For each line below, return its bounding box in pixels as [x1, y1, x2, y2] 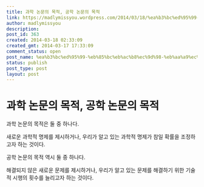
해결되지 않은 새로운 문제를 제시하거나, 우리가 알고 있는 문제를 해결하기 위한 [6, 166, 185, 174]
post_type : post [6, 65, 47, 72]
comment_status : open [6, 49, 61, 55]
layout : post [6, 71, 39, 77]
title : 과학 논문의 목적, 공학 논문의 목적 [6, 8, 100, 15]
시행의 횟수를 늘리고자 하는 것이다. [12, 174, 94, 182]
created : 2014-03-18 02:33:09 [6, 37, 83, 43]
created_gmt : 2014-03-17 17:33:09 [6, 43, 94, 49]
